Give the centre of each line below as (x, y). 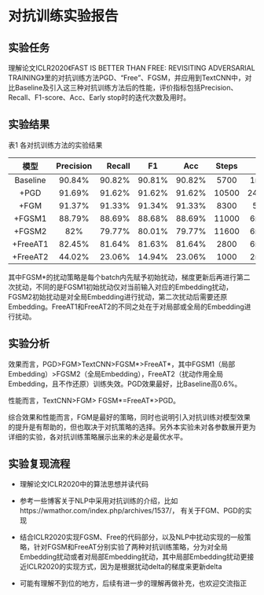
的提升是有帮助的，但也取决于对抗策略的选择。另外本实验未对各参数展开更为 (132, 427)
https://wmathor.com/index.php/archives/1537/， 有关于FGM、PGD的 (132, 511)
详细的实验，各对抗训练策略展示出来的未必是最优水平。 (97, 436)
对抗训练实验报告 (64, 16)
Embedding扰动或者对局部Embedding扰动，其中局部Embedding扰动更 (133, 557)
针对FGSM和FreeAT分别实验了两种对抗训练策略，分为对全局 (130, 547)
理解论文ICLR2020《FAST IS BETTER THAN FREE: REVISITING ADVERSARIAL (132, 68)
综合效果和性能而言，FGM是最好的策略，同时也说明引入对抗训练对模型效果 (130, 417)
